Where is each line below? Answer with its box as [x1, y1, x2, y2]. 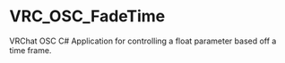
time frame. [9, 44, 52, 55]
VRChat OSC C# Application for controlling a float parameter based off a [9, 35, 277, 46]
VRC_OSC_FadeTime [9, 6, 166, 27]
